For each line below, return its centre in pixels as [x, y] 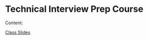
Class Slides [18, 32]
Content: [14, 23]
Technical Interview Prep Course [74, 9]
